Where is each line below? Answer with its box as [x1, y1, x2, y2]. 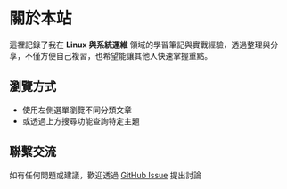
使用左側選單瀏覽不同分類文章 [21, 104, 132, 115]
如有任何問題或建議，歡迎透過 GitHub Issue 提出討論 [9, 169, 202, 180]
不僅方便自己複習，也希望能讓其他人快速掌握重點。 [24, 50, 212, 61]
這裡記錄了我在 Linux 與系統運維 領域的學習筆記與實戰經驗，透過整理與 [9, 39, 271, 50]
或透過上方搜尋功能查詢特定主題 [21, 115, 140, 126]
